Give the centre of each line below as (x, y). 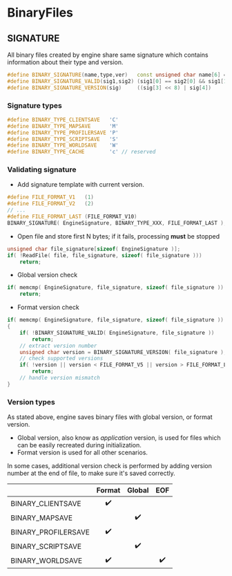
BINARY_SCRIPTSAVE (46, 546)
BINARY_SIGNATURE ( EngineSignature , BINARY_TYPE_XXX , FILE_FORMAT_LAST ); (117, 223)
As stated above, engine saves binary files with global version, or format (110, 417)
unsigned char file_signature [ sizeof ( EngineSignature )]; (94, 249)
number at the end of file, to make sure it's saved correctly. (91, 473)
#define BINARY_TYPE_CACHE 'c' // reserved (81, 152)
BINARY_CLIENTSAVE (46, 503)
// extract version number (58, 346)
